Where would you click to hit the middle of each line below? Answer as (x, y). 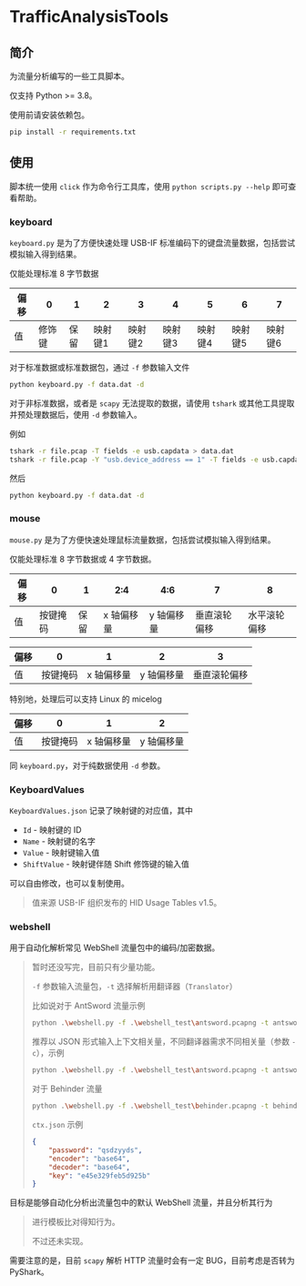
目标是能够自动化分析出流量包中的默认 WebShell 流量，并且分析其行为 (141, 1202)
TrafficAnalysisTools (89, 17)
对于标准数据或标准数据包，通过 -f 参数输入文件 (100, 367)
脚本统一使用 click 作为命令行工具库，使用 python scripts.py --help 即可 (149, 186)
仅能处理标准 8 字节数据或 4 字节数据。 (83, 559)
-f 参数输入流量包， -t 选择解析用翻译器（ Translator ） (134, 987)
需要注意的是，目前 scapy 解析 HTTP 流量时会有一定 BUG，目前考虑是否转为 (152, 1261)
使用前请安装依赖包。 (49, 115)
